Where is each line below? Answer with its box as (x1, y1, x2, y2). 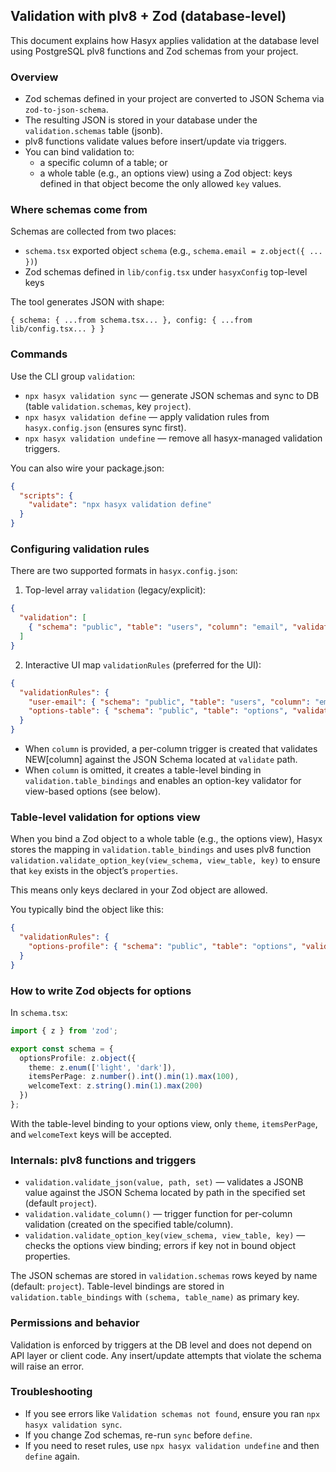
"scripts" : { (19, 490, 74, 501)
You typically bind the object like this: (10, 904, 165, 916)
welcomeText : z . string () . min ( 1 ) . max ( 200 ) (28, 1081, 203, 1091)
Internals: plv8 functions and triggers (10, 1153, 197, 1167)
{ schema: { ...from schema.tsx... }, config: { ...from (10, 315, 253, 326)
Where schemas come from (10, 203, 148, 217)
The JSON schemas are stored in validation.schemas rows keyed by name (10, 1270, 318, 1282)
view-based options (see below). (24, 785, 162, 797)
